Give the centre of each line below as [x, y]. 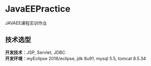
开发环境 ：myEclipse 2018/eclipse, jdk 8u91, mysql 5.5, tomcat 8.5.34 [75, 58]
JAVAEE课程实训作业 [26, 23]
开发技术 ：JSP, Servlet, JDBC [35, 52]
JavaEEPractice [38, 9]
